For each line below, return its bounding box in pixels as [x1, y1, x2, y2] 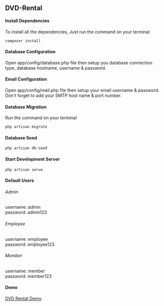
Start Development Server [5, 156, 60, 162]
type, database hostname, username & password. [5, 65, 106, 71]
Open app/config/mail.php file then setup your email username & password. [5, 87, 160, 93]
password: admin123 [5, 210, 47, 216]
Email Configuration [5, 76, 47, 82]
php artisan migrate [5, 125, 48, 130]
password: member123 [5, 273, 52, 279]
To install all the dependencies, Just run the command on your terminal [5, 29, 150, 35]
